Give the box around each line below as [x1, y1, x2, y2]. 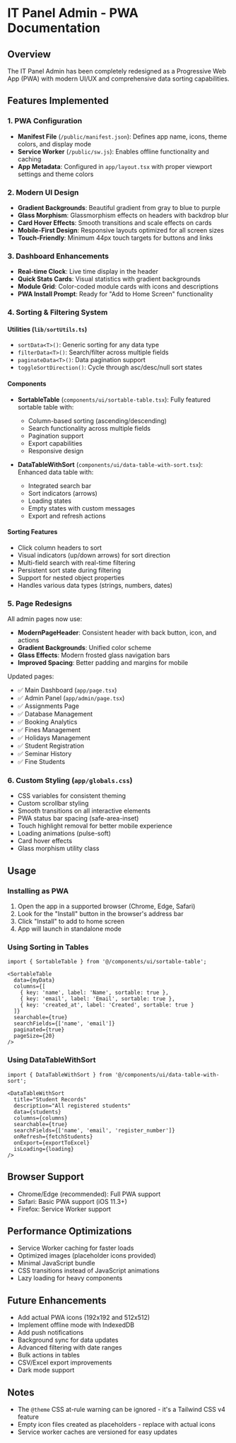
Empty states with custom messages [28, 504, 136, 512]
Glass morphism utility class [17, 844, 100, 853]
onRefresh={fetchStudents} [13, 1133, 93, 1140]
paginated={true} [13, 1026, 65, 1033]
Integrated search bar [28, 481, 92, 489]
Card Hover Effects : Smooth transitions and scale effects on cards [17, 218, 212, 227]
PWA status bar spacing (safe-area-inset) [17, 814, 139, 823]
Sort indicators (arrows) [28, 489, 98, 497]
